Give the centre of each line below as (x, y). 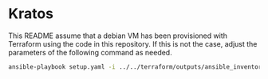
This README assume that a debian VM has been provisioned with (118, 36)
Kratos (31, 14)
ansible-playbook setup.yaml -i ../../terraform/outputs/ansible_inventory (137, 67)
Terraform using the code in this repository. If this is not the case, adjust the (133, 43)
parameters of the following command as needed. (91, 52)
